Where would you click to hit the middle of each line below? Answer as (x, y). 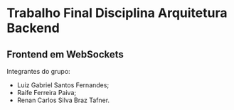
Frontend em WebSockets (65, 54)
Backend (33, 28)
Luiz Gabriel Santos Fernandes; (63, 85)
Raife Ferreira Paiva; (46, 93)
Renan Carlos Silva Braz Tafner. (63, 100)
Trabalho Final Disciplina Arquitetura (117, 13)
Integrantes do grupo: (38, 71)
